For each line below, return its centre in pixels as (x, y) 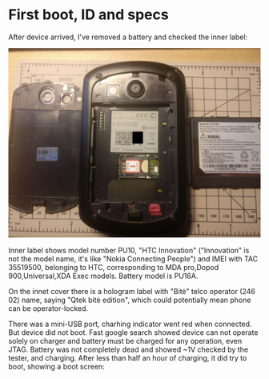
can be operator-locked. (48, 308)
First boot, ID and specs (89, 15)
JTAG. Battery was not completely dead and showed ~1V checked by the (128, 349)
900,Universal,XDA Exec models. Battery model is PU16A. (103, 276)
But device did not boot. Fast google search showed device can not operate (133, 332)
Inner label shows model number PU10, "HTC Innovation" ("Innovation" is (129, 250)
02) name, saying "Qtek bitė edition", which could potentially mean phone (130, 300)
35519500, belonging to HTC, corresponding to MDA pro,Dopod (113, 267)
